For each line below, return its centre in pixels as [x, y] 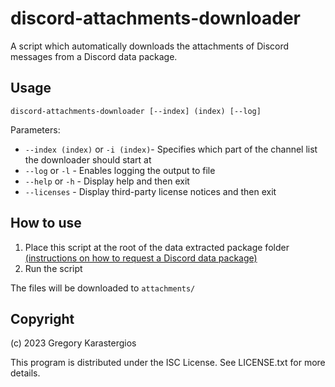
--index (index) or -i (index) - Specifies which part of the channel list [171, 149]
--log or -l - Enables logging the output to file [120, 170]
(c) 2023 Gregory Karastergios [73, 343]
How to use [46, 223]
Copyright [42, 318]
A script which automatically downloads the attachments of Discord [150, 46]
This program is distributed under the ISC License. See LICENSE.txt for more [168, 363]
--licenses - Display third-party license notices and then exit [150, 191]
